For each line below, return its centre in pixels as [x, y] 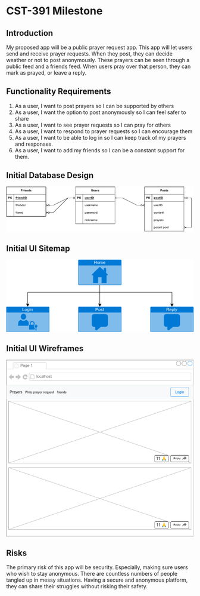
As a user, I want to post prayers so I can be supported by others [94, 106]
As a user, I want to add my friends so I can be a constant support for [100, 150]
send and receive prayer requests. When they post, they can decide [89, 54]
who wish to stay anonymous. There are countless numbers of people [92, 574]
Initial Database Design [50, 175]
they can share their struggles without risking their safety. [77, 586]
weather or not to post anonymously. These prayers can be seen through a [98, 60]
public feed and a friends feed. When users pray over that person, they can [99, 66]
